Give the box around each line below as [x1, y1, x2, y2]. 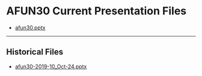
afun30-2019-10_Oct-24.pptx [14, 63, 87, 70]
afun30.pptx [14, 24, 46, 31]
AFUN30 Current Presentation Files [6, 4, 187, 18]
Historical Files [6, 47, 64, 57]
